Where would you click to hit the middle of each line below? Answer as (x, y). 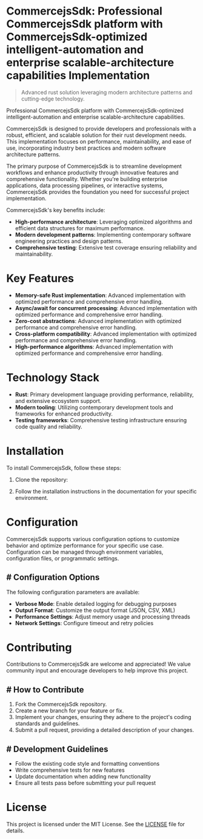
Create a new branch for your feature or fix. (69, 711)
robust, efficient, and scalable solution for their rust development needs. (96, 135)
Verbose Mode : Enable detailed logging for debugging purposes (96, 603)
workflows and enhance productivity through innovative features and (92, 172)
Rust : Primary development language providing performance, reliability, (104, 394)
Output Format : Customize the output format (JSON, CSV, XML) (95, 610)
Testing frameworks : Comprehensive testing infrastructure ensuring (101, 420)
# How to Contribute (45, 690)
